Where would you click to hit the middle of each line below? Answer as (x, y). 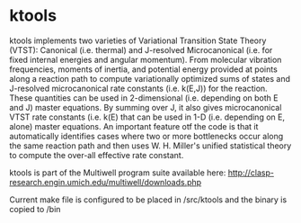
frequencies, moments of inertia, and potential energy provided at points (144, 69)
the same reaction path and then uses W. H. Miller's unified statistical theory (150, 146)
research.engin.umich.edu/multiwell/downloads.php (106, 182)
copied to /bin (35, 209)
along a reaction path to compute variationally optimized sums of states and (150, 78)
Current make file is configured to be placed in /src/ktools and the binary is (148, 200)
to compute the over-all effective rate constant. (97, 155)
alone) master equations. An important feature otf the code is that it (134, 126)
